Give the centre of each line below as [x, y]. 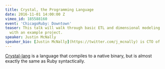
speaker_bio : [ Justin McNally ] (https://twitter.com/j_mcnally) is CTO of [83, 42]
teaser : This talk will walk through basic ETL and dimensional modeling [83, 28]
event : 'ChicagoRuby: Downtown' [38, 23]
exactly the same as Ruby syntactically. [45, 61]
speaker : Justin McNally [31, 37]
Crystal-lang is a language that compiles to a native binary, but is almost [79, 56]
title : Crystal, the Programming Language [49, 10]
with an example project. [36, 33]
